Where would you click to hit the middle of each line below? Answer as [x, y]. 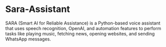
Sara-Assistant [38, 9]
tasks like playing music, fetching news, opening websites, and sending [80, 33]
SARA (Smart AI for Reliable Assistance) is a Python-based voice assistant [83, 23]
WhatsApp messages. [28, 39]
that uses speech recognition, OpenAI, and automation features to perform [83, 28]
